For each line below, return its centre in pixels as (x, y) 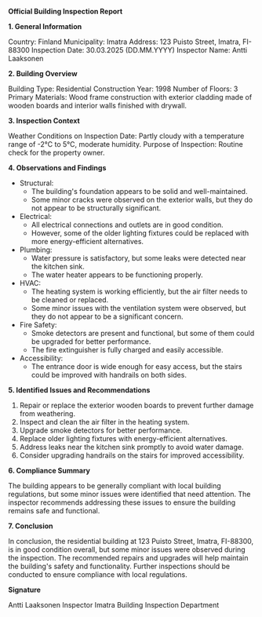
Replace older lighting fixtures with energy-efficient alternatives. (123, 438)
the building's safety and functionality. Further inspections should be (119, 566)
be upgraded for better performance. (91, 341)
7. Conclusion (31, 526)
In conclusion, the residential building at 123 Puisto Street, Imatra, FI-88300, (131, 541)
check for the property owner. (56, 153)
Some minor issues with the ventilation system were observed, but (138, 308)
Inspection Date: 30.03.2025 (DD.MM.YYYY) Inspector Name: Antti (139, 50)
